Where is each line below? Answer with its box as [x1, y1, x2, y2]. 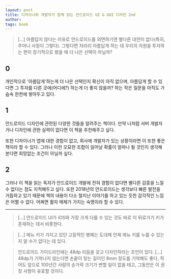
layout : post [5, 7, 33, 13]
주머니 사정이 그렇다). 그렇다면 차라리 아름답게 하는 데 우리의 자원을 [17, 43, 151, 49]
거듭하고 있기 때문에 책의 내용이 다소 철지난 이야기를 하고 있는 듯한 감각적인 [5, 192, 155, 198]
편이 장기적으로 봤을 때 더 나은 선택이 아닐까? [23, 49, 113, 55]
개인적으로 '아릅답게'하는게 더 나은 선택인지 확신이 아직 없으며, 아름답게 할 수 [5, 79, 157, 85]
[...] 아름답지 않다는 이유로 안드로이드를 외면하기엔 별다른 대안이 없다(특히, [17, 36, 165, 42]
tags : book [5, 21, 28, 27]
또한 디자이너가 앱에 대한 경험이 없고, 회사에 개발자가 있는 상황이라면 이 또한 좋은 [5, 137, 165, 143]
